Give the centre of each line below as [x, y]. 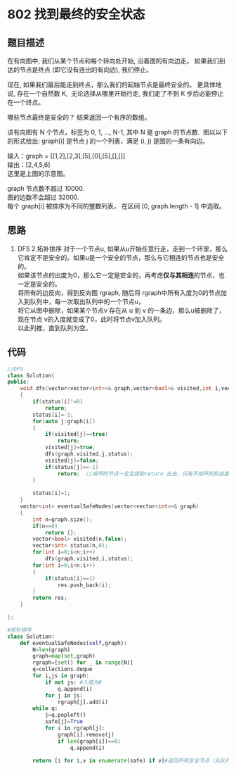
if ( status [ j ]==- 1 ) [72, 467]
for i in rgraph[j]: [75, 728]
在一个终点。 [26, 102]
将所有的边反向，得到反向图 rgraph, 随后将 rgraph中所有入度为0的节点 [119, 292]
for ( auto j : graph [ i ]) [64, 421]
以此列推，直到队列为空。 [54, 327]
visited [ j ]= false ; [72, 460]
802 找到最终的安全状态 [76, 14]
